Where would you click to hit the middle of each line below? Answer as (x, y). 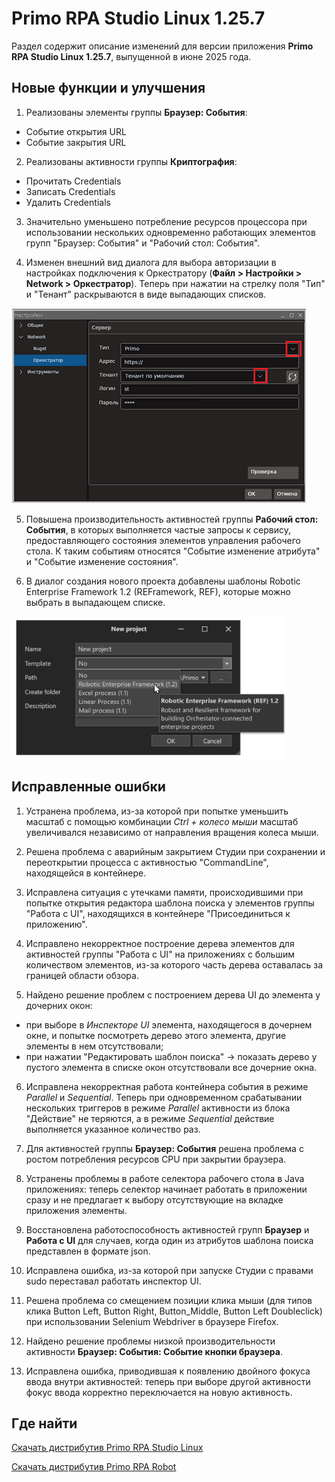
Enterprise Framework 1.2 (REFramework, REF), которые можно (158, 591)
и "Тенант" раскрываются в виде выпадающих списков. (146, 294)
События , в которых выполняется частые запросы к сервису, (158, 529)
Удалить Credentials (68, 202)
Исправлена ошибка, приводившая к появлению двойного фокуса (168, 1371)
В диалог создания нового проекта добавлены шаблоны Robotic (163, 581)
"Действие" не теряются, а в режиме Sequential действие (150, 1118)
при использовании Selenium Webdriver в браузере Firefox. (152, 1321)
